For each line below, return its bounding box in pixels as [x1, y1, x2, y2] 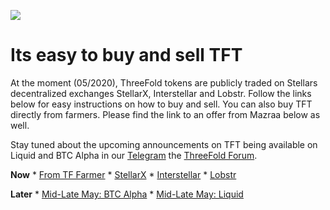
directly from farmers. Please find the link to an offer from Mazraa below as [10, 108, 321, 120]
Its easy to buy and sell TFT [10, 44, 243, 67]
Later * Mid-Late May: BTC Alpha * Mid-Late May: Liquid [10, 188, 244, 200]
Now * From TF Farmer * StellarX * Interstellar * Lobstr [10, 168, 237, 180]
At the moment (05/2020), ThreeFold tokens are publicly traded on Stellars [10, 76, 318, 89]
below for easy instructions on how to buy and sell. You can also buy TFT [10, 98, 313, 110]
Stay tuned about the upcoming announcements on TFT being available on [10, 138, 318, 150]
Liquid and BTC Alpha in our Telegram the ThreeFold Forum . [10, 149, 258, 161]
